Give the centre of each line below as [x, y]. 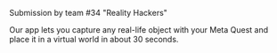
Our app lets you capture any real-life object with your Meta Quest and [139, 30]
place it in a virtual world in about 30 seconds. [94, 39]
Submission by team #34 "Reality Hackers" [88, 13]
